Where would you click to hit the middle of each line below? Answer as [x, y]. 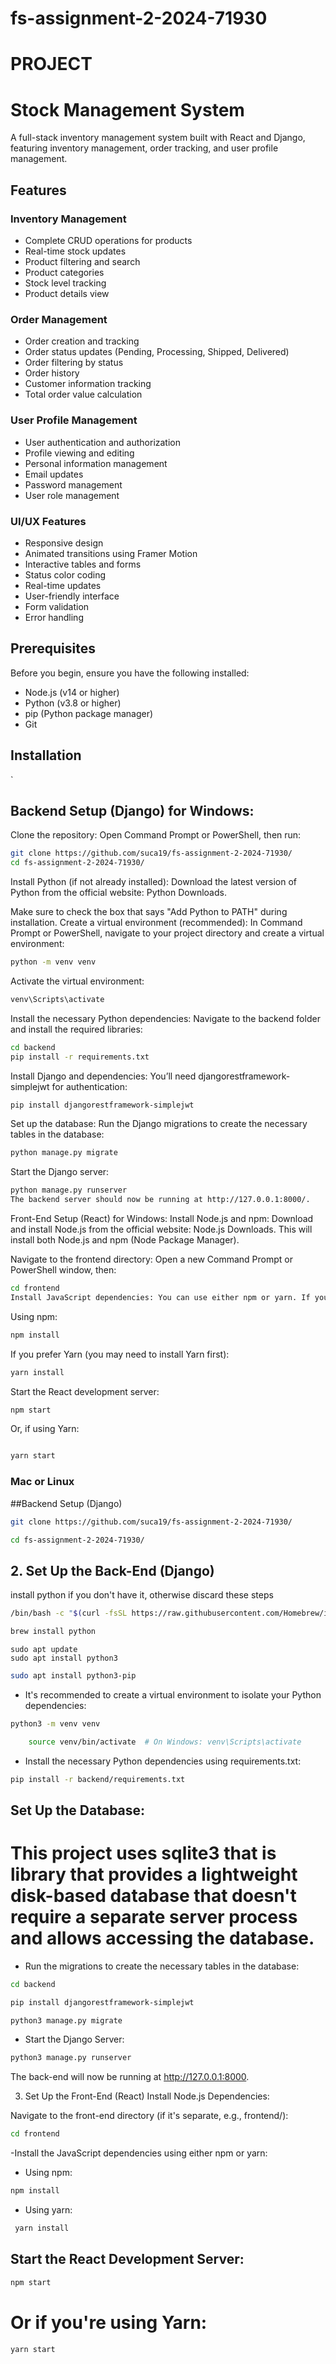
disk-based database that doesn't [153, 1896]
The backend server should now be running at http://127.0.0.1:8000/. [160, 1200]
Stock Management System [127, 109]
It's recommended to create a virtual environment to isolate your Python [173, 1694]
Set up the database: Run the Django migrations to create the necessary [159, 1124]
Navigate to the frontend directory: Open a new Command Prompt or [151, 1259]
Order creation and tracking [82, 341]
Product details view [67, 293]
